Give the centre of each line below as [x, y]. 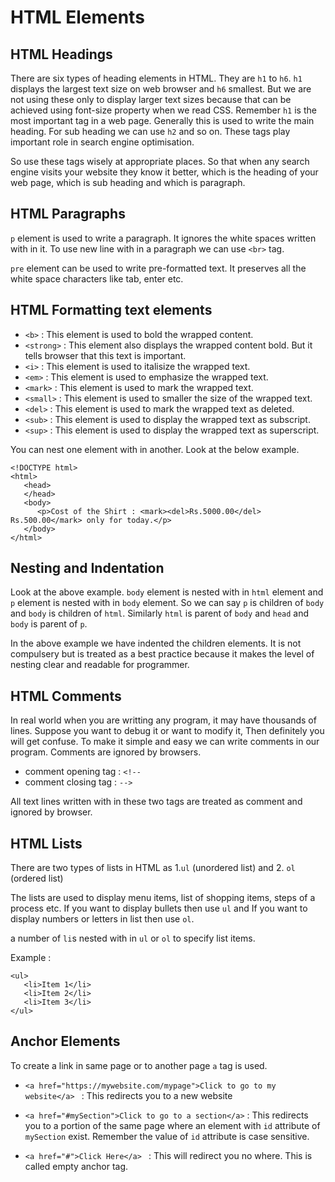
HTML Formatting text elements [111, 310]
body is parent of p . [49, 624]
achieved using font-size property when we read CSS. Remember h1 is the [163, 110]
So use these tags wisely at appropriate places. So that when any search [160, 161]
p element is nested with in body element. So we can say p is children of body [167, 603]
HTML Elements [77, 17]
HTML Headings [61, 54]
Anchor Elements [65, 1041]
